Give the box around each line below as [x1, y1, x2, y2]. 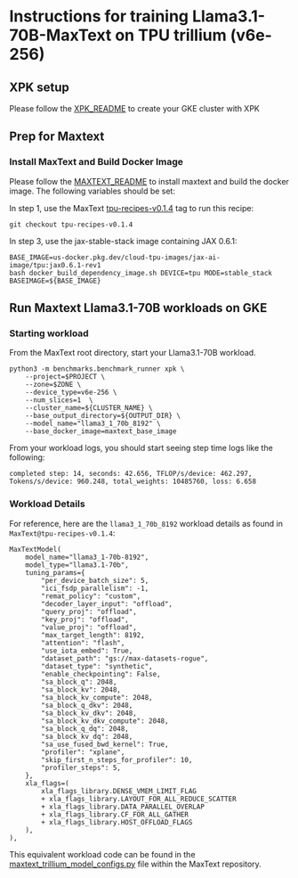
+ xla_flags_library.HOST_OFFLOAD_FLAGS [41, 817, 193, 826]
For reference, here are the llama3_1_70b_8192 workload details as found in [9, 518, 283, 529]
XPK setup [9, 79, 69, 94]
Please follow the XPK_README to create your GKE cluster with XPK [9, 103, 260, 113]
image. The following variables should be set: [9, 185, 176, 196]
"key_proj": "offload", [41, 615, 129, 624]
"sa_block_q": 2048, [41, 677, 117, 686]
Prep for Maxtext [9, 129, 105, 144]
